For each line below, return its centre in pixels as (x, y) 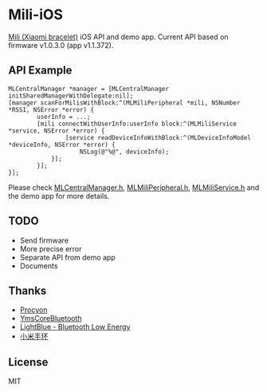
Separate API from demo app (67, 257)
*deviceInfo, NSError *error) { (62, 145)
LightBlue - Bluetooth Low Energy (75, 327)
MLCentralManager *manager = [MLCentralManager (89, 89)
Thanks (27, 290)
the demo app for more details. (59, 196)
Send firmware (44, 240)
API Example (40, 71)
